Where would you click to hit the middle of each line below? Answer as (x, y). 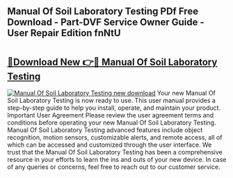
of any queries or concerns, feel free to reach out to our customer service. (114, 167)
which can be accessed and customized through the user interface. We (110, 145)
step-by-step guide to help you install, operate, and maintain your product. (114, 108)
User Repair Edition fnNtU (64, 33)
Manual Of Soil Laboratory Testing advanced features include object (105, 130)
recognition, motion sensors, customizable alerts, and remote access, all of (115, 137)
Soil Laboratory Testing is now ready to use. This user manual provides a (111, 100)
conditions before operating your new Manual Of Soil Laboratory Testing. (112, 122)
